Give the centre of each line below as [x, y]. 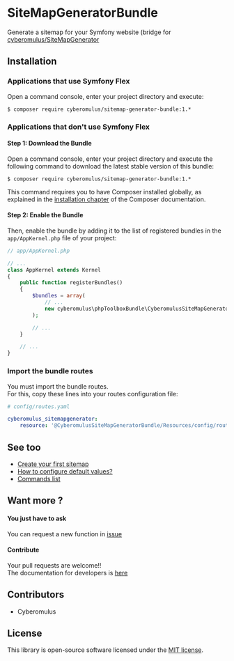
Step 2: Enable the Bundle [45, 215]
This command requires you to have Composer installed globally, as [104, 192]
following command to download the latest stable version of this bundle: [111, 166]
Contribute [23, 550]
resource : [34, 426]
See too [24, 447]
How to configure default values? [65, 471]
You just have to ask [37, 518]
